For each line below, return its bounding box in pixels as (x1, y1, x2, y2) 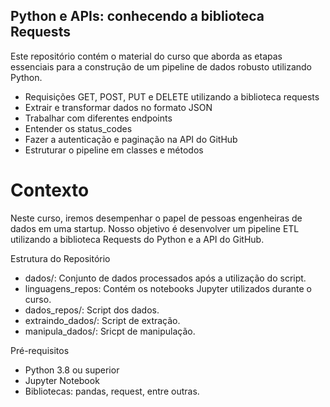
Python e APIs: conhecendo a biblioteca (10, 8, 265, 25)
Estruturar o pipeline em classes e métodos (24, 144, 204, 156)
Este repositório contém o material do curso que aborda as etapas (10, 50, 283, 62)
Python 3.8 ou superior (24, 364, 120, 376)
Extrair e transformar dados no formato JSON (24, 101, 213, 113)
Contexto (10, 179, 90, 201)
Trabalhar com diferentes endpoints (24, 112, 173, 124)
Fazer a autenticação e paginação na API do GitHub (24, 133, 238, 145)
